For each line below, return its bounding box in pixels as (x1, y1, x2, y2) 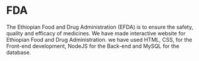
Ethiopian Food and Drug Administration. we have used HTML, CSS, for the (6, 36, 192, 43)
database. (6, 48, 31, 56)
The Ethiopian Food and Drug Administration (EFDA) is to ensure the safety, (6, 23, 194, 30)
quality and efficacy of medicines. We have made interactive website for (6, 29, 186, 36)
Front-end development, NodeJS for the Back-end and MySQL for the (6, 42, 180, 50)
